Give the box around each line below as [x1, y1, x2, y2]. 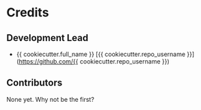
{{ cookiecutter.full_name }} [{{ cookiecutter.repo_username [16, 50, 186, 58]
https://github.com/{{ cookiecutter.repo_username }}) [18, 57, 170, 66]
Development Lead [6, 32, 89, 44]
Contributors [6, 77, 63, 89]
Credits [6, 5, 49, 20]
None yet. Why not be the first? [6, 95, 95, 103]
